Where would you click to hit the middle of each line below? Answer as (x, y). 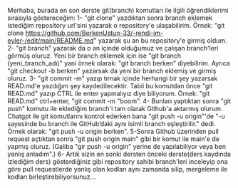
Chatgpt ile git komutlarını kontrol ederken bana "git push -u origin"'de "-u (117, 116)
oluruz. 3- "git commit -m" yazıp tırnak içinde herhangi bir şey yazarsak (113, 78)
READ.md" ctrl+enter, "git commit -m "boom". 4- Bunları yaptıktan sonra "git (119, 101)
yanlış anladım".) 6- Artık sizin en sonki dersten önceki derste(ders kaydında (119, 154)
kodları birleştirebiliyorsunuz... (52, 177)
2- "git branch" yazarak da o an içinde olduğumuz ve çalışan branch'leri (113, 48)
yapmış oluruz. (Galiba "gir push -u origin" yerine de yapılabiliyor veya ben (117, 146)
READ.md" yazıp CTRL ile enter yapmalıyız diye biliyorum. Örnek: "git (109, 93)
